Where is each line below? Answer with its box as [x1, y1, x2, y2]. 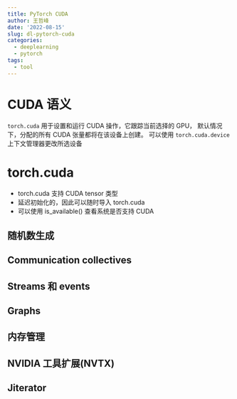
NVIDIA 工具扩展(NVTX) [7, 357, 115, 369]
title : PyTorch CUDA [7, 10, 69, 18]
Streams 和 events [7, 280, 90, 292]
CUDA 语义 [7, 96, 72, 113]
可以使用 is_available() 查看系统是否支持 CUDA [17, 207, 154, 215]
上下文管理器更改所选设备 [7, 139, 83, 147]
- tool [14, 63, 33, 71]
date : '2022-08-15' [7, 24, 65, 31]
